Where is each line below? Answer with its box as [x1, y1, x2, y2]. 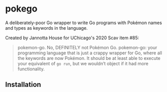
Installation [5, 80, 41, 89]
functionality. [17, 66, 45, 72]
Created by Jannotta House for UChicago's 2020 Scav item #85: [5, 35, 139, 41]
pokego [5, 3, 38, 15]
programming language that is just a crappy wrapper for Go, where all [17, 50, 162, 56]
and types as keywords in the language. [5, 25, 88, 31]
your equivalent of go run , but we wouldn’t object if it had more [17, 60, 148, 66]
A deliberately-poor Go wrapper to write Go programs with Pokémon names [5, 20, 162, 26]
